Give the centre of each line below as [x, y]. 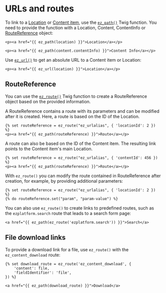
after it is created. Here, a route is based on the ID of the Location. [72, 116]
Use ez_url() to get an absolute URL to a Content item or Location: [73, 60]
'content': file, [32, 268]
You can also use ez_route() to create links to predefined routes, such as [80, 208]
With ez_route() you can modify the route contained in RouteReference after [83, 176]
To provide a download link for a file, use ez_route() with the [67, 249]
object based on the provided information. [48, 101]
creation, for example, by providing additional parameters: [64, 181]
